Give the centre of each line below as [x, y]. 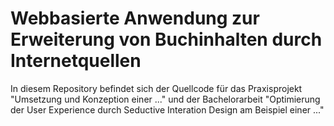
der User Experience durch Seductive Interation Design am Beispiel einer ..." [167, 109]
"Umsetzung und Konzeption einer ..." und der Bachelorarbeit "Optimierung [165, 99]
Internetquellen [76, 61]
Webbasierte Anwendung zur [135, 18]
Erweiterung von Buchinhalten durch [166, 39]
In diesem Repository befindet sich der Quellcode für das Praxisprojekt [156, 88]
